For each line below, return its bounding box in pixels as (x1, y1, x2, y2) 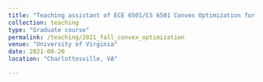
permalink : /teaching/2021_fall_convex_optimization (8, 33, 185, 41)
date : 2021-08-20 (8, 48, 65, 55)
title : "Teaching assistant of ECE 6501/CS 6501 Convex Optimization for (8, 11, 256, 20)
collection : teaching (8, 19, 80, 27)
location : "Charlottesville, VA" (8, 55, 118, 63)
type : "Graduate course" (8, 26, 90, 34)
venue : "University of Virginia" (8, 41, 118, 48)
